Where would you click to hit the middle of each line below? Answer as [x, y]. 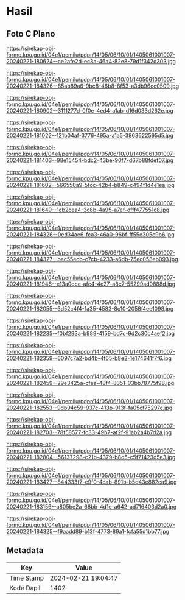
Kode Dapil [25, 588]
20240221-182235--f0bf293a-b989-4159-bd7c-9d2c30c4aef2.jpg [91, 334]
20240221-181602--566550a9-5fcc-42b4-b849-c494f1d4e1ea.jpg [90, 185]
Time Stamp [27, 578]
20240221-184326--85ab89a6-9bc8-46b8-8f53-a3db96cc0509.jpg [93, 86]
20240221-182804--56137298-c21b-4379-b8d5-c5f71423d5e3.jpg [91, 457]
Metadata [25, 550]
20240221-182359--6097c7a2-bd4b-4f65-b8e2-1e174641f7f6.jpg [89, 358]
